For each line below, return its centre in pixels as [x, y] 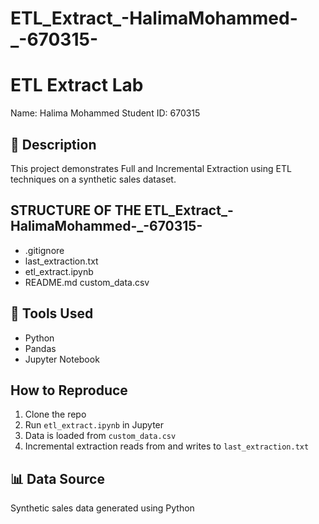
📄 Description [53, 144]
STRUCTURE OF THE [76, 210]
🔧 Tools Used [52, 313]
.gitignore [44, 250]
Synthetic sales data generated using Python [102, 508]
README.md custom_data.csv [87, 282]
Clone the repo [55, 414]
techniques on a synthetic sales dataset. [93, 179]
